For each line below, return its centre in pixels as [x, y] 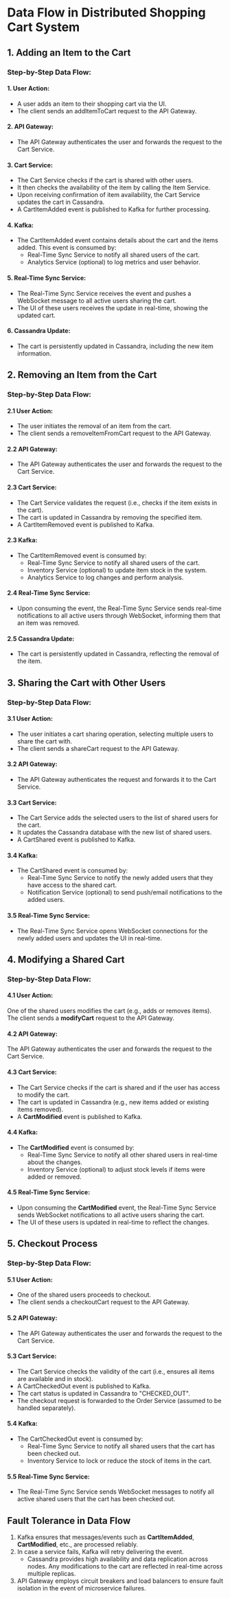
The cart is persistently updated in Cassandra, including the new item [115, 346]
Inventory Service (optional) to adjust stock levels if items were [116, 1169]
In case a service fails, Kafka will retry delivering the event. [100, 1552]
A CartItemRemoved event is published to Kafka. [85, 524]
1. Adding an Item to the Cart [69, 53]
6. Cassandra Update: [39, 331]
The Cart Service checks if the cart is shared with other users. [105, 181]
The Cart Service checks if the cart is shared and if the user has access [118, 1087]
